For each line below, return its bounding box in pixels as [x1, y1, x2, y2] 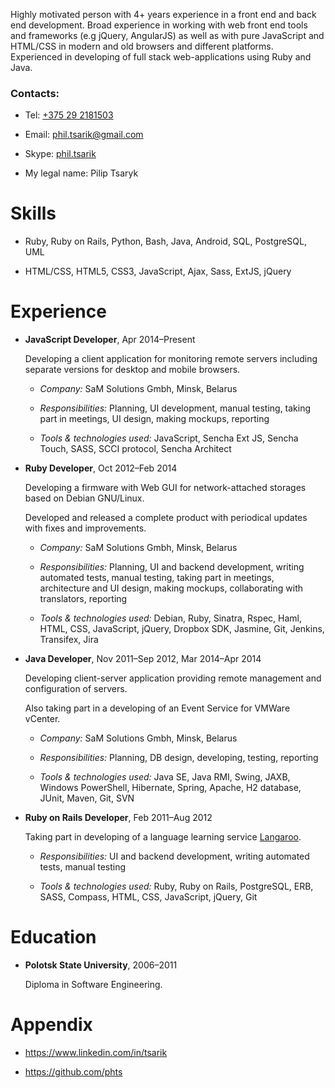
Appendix [10, 1014, 93, 1036]
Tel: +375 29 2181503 [24, 109, 114, 121]
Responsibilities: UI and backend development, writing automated [39, 850, 310, 863]
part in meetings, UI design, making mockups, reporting [39, 413, 270, 425]
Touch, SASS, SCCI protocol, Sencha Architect [39, 443, 232, 455]
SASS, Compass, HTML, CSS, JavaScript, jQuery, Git [39, 891, 258, 903]
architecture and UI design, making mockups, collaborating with [39, 582, 304, 594]
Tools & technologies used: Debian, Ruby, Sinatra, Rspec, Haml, [39, 612, 302, 624]
